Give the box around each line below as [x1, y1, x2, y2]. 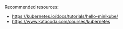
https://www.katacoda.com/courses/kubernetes [11, 19, 110, 24]
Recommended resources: [4, 4, 59, 10]
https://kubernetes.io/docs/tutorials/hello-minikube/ [11, 14, 119, 19]
